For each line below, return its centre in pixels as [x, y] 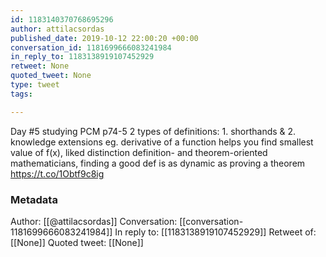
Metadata [34, 199]
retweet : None [40, 66]
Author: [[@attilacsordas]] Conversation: [94, 221]
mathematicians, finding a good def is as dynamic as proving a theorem [158, 163]
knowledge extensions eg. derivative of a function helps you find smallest [162, 142]
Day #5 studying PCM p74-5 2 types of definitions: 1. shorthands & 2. [153, 131]
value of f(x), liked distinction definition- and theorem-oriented [139, 152]
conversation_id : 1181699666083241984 [91, 47]
